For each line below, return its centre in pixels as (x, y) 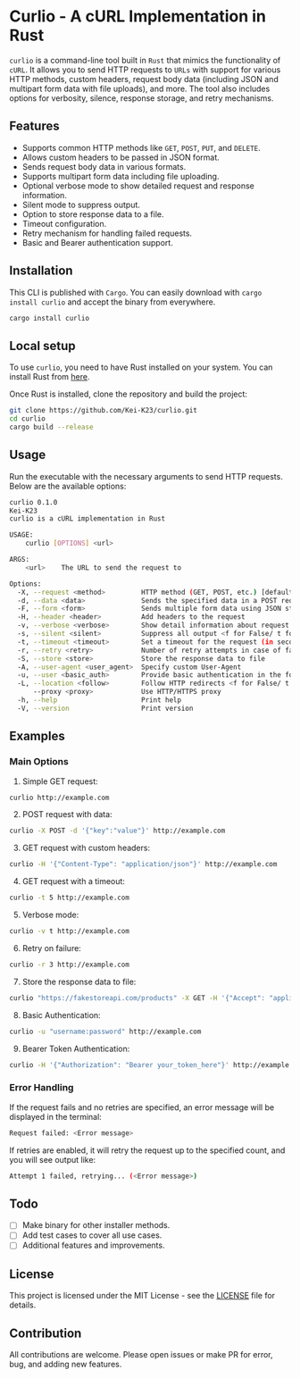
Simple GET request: (60, 781)
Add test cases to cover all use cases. (92, 1235)
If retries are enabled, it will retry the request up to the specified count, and (147, 1150)
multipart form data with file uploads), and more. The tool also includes (140, 88)
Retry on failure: (52, 948)
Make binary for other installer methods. (96, 1225)
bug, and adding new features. (66, 1365)
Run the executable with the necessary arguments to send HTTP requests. (146, 476)
